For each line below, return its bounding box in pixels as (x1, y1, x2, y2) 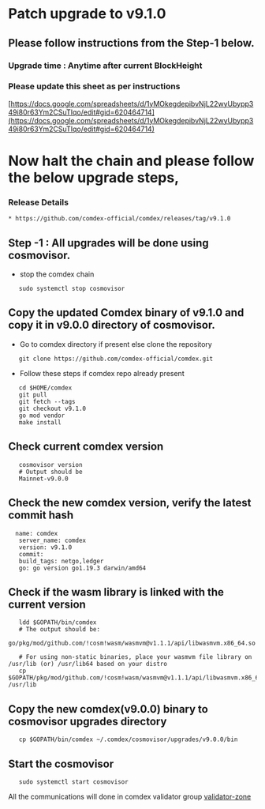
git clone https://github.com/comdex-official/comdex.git (18, 355, 214, 363)
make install (18, 418, 62, 427)
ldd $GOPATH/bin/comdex (18, 619, 97, 627)
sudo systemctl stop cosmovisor (18, 285, 125, 293)
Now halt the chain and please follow (8, 152, 255, 170)
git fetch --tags (18, 397, 77, 405)
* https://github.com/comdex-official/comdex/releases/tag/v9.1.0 (8, 215, 231, 223)
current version (8, 597, 87, 611)
